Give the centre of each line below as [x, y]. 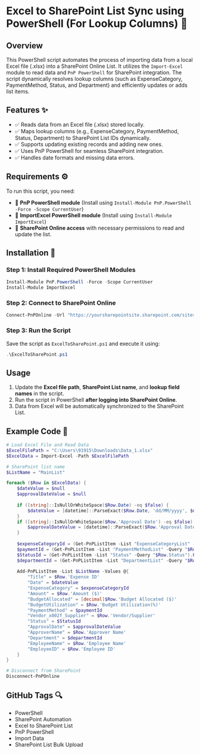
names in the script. [39, 393]
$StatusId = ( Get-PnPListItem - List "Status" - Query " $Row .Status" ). [105, 555]
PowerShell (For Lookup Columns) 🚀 [97, 24]
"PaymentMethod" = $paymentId [65, 610]
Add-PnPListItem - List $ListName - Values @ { [73, 572]
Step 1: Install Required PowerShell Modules [71, 270]
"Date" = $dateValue [53, 583]
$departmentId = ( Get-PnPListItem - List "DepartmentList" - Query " [102, 561]
